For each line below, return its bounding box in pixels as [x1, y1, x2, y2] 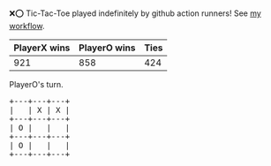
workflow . [9, 21, 45, 31]
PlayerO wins [79, 41, 136, 54]
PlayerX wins [13, 41, 71, 54]
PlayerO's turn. [9, 79, 64, 89]
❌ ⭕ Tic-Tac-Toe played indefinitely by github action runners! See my [9, 8, 262, 19]
